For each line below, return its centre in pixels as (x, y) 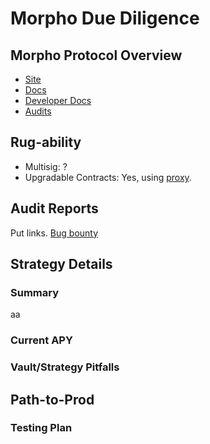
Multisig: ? (46, 166)
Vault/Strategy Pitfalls (65, 367)
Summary (35, 292)
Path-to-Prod (52, 399)
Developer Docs (58, 100)
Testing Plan (41, 428)
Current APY (41, 340)
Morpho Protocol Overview (96, 55)
